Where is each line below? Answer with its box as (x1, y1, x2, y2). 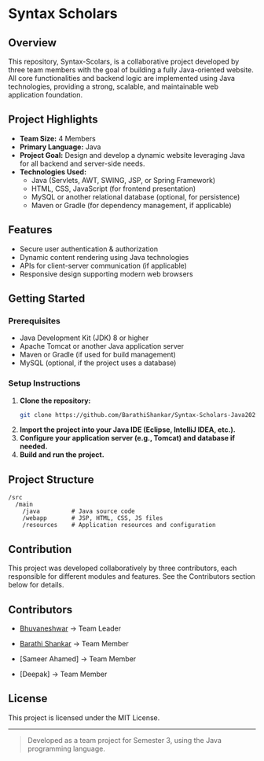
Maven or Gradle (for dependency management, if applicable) (31, 200, 232, 210)
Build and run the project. (19, 450, 104, 459)
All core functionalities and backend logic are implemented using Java (8, 74, 236, 82)
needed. (19, 441, 48, 452)
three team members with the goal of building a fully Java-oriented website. (8, 65, 254, 75)
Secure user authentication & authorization (19, 244, 159, 254)
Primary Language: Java (19, 142, 101, 152)
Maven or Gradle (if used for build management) (19, 350, 177, 360)
